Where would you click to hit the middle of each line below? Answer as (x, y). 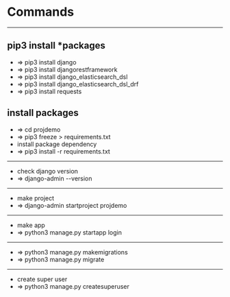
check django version (48, 171)
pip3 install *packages (56, 46)
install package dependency (57, 144)
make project (36, 198)
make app (31, 225)
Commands (41, 12)
